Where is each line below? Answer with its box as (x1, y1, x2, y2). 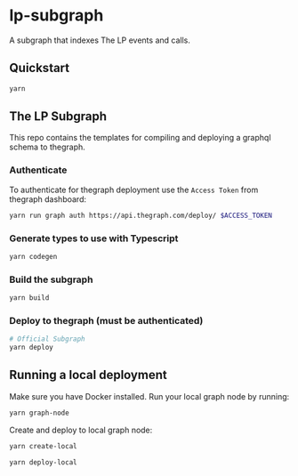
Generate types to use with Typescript (9, 232, 179, 245)
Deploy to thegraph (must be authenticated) (9, 314, 204, 327)
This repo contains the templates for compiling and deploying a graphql (9, 133, 271, 143)
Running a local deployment (9, 367, 167, 383)
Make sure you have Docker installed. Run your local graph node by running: (9, 391, 290, 401)
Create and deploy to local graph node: (9, 424, 153, 435)
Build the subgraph (9, 273, 93, 286)
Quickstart (9, 61, 70, 76)
